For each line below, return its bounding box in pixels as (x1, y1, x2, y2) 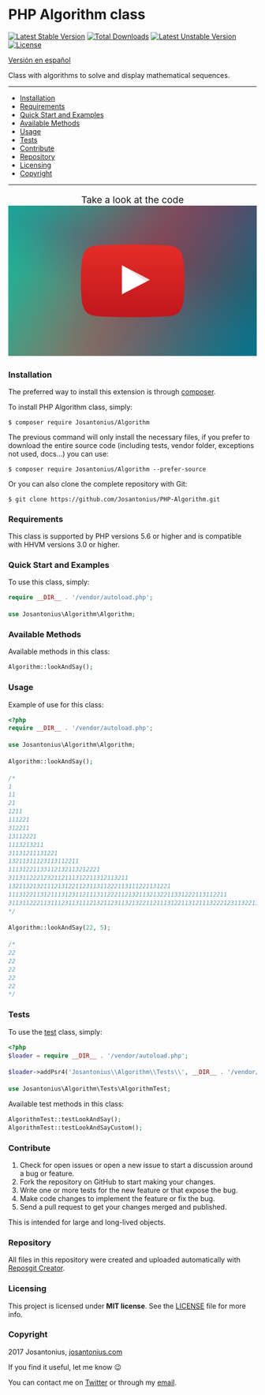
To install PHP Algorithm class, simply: (8, 402, 132, 412)
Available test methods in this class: (8, 1098, 125, 1109)
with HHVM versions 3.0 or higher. (8, 540, 121, 550)
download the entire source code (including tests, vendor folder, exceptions (8, 440, 255, 450)
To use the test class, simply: (8, 1027, 103, 1036)
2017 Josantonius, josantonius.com (8, 1347, 123, 1356)
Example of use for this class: (8, 699, 104, 709)
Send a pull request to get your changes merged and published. (19, 1202, 227, 1211)
